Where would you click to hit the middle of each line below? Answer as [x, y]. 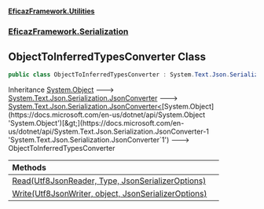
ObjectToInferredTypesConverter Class [107, 56]
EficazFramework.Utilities [51, 11]
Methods [29, 167]
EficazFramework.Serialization [68, 31]
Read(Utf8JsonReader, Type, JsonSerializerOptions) [109, 181]
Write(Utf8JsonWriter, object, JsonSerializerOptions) [110, 194]
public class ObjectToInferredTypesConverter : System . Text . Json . [119, 75]
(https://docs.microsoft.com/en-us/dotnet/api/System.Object [107, 115]
